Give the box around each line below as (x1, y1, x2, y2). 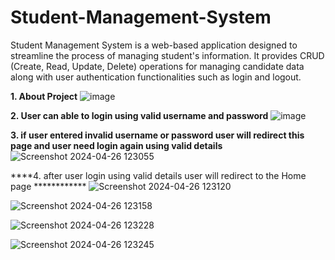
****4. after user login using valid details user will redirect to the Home (10, 169, 307, 181)
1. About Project (10, 90, 78, 102)
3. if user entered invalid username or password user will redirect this (10, 129, 305, 141)
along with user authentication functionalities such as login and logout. (10, 71, 302, 83)
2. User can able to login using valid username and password (10, 109, 269, 121)
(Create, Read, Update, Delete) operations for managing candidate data (10, 60, 305, 72)
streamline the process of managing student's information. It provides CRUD (10, 49, 325, 61)
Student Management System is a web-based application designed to (10, 39, 298, 51)
